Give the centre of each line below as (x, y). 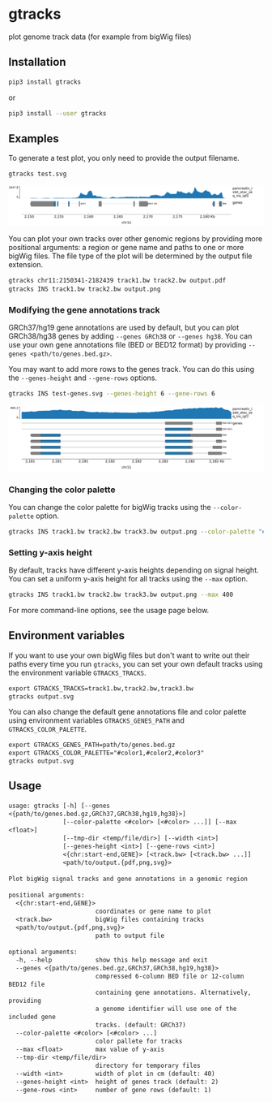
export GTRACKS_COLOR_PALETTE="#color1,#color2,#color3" (106, 753)
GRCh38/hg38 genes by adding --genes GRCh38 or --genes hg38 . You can (130, 336)
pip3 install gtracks (45, 82)
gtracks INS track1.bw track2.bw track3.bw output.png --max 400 (121, 595)
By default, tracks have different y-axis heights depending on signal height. (134, 570)
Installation (37, 62)
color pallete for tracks (139, 1041)
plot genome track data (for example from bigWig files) (100, 37)
